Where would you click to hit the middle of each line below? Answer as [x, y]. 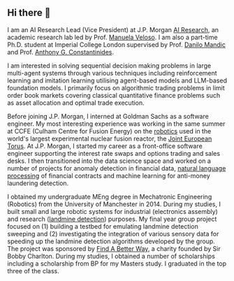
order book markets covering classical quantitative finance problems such [114, 95]
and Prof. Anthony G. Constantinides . [60, 52]
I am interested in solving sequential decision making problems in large [109, 65]
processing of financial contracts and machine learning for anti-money [109, 175]
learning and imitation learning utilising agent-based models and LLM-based [117, 80]
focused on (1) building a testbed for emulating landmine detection [103, 226]
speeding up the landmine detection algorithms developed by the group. [111, 241]
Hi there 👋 [29, 13]
